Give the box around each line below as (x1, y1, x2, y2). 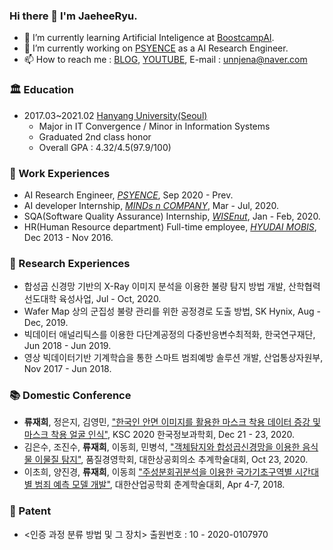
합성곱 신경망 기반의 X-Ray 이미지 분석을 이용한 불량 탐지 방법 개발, (23, 280, 287, 293)
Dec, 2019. (23, 317, 69, 329)
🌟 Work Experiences (9, 166, 111, 180)
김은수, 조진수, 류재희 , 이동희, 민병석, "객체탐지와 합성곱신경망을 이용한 (23, 441, 301, 453)
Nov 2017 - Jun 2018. (23, 363, 112, 375)
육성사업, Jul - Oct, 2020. (58, 293, 162, 305)
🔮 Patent (9, 504, 52, 518)
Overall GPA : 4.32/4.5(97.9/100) (38, 141, 172, 153)
